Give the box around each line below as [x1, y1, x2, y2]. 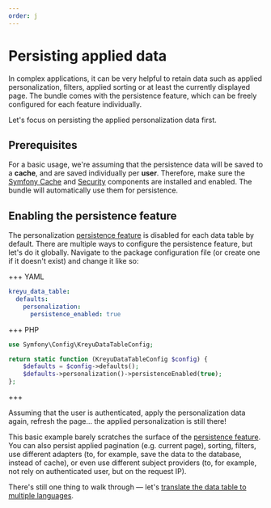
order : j [8, 11, 38, 20]
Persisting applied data [8, 46, 167, 65]
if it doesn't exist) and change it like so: [8, 256, 139, 266]
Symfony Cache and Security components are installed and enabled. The [8, 177, 252, 187]
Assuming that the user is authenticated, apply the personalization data [8, 408, 246, 417]
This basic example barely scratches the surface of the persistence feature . [8, 432, 261, 442]
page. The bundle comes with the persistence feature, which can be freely [8, 91, 257, 100]
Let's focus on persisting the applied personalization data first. [8, 115, 217, 125]
